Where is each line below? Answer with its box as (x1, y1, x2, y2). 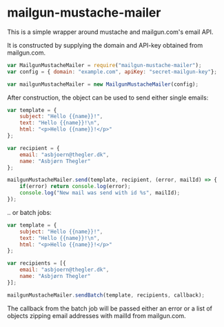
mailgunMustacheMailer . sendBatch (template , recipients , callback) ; (7, 292, 205, 299)
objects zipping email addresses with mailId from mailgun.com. (7, 311, 186, 319)
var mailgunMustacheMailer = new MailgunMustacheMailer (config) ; (7, 81, 198, 88)
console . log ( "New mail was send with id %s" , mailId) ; (19, 189, 181, 196)
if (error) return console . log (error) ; (19, 183, 131, 190)
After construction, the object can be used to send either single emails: (7, 93, 209, 102)
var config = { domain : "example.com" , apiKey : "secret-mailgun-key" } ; (7, 68, 217, 75)
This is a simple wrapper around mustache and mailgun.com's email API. (7, 28, 214, 36)
